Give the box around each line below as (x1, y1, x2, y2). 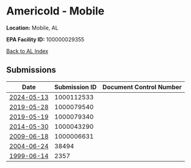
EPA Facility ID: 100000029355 (6, 36, 84, 43)
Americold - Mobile (6, 4, 105, 18)
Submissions (6, 65, 56, 75)
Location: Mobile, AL (6, 24, 58, 31)
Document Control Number (102, 82, 182, 91)
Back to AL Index (6, 47, 49, 55)
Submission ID (54, 82, 97, 91)
